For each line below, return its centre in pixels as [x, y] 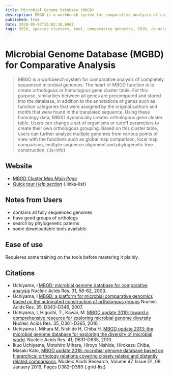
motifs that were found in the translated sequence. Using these [84, 112]
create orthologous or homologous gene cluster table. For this [83, 91]
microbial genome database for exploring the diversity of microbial [82, 334]
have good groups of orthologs [45, 217]
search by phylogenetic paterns [46, 223]
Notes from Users [34, 200]
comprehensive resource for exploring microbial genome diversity [82, 318]
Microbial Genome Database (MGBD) [85, 54]
